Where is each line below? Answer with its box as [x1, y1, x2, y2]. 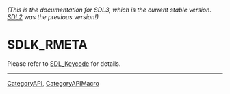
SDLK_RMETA [7, 36, 88, 52]
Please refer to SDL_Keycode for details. [7, 59, 121, 68]
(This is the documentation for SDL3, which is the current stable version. [7, 5, 212, 14]
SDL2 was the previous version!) [7, 12, 99, 21]
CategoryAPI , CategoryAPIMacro [7, 79, 99, 87]
